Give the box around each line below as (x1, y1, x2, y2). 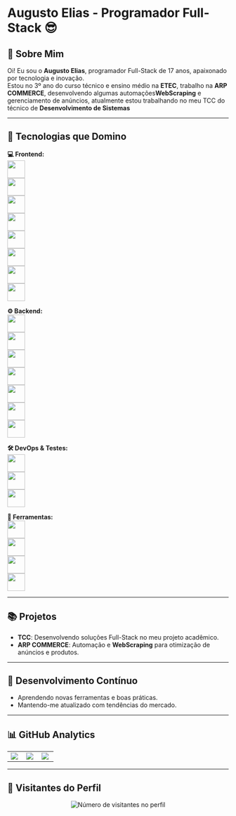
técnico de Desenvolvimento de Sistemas (7, 104, 131, 112)
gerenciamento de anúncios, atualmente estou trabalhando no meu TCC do (7, 96, 225, 105)
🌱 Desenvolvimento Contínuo (7, 675, 138, 687)
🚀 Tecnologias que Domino (7, 131, 127, 143)
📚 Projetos (7, 611, 57, 623)
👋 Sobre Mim (7, 48, 65, 60)
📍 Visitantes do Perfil (7, 782, 102, 794)
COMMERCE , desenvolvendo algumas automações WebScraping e (7, 89, 202, 97)
